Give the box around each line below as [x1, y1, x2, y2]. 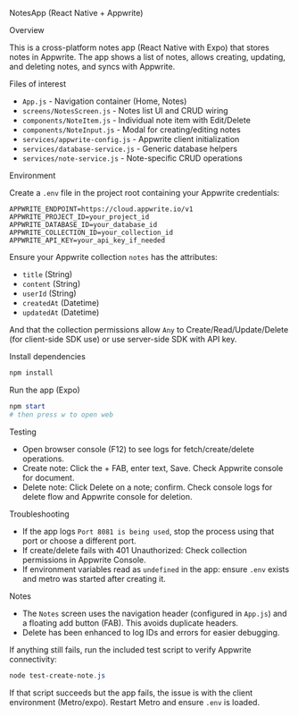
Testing [9, 426, 37, 437]
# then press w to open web [9, 410, 114, 419]
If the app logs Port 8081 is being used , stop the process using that [21, 526, 275, 536]
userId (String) [21, 288, 78, 299]
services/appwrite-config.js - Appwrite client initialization [21, 134, 240, 144]
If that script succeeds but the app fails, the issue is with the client [9, 687, 253, 698]
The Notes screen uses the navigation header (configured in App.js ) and [21, 608, 287, 619]
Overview [9, 25, 45, 35]
